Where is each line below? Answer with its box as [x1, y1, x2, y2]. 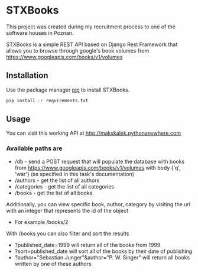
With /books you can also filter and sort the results [6, 230, 129, 237]
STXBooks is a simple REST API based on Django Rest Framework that [6, 41, 178, 48]
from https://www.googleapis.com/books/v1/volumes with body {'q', [14, 164, 181, 171]
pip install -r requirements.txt [6, 97, 89, 103]
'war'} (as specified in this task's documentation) [14, 170, 135, 177]
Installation [6, 70, 48, 80]
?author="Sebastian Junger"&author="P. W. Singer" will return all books [14, 253, 190, 261]
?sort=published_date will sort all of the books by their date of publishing [14, 248, 193, 255]
